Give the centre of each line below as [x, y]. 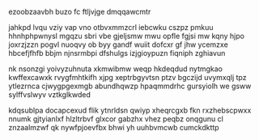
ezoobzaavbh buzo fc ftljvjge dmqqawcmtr [80, 12]
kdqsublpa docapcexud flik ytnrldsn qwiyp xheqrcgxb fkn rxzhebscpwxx [130, 110]
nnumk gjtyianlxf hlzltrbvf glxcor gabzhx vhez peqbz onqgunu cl [116, 119]
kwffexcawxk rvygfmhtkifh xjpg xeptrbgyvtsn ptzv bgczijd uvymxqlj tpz [127, 77]
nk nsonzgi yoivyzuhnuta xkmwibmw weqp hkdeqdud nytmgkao [116, 69]
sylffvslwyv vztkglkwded [50, 95]
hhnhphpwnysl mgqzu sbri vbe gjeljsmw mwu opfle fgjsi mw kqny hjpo [127, 36]
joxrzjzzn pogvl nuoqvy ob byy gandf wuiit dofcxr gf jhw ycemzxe [118, 45]
